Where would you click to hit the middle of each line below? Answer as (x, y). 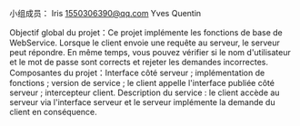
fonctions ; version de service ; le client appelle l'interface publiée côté (142, 83)
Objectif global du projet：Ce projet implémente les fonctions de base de (146, 33)
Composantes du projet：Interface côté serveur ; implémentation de (137, 73)
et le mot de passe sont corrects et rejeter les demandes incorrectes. (139, 62)
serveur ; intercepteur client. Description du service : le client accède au (145, 92)
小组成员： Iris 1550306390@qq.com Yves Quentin (105, 13)
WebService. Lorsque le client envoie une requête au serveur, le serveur (145, 43)
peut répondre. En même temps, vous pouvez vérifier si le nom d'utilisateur (150, 52)
